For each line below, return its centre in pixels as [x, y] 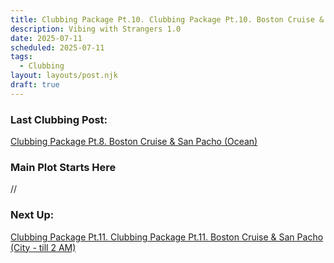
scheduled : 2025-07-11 [57, 47]
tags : [21, 57]
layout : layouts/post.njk [64, 76]
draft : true [35, 85]
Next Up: [32, 215]
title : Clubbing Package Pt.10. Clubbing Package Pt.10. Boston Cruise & [167, 19]
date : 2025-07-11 [46, 38]
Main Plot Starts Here [63, 167]
